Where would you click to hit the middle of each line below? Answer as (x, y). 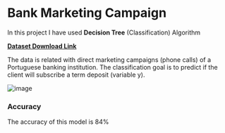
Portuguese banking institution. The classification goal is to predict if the (112, 67)
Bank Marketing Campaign (87, 13)
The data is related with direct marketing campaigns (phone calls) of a (109, 59)
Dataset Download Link (42, 46)
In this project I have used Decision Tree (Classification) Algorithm (104, 32)
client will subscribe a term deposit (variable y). (76, 75)
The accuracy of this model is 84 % (58, 122)
